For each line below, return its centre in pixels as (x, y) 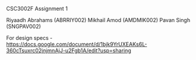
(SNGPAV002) (24, 26)
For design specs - (29, 38)
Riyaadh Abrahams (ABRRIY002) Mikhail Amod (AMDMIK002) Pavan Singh (98, 20)
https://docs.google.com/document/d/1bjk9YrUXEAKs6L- (77, 44)
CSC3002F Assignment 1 (37, 9)
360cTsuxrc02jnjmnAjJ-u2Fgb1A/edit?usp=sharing (69, 50)
